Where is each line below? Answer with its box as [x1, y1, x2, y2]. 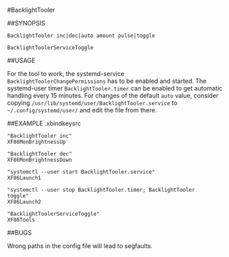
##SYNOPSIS [7, 19, 46, 27]
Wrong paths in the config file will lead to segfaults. [7, 242, 153, 249]
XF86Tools [7, 217, 36, 223]
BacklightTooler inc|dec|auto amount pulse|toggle [7, 32, 155, 39]
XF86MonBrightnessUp [7, 138, 67, 145]
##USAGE [7, 56, 36, 64]
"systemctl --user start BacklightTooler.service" [7, 169, 155, 175]
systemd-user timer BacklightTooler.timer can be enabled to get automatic [7, 84, 223, 92]
